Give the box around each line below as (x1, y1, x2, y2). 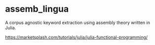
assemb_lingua (5, 3, 69, 15)
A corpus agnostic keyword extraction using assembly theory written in (5, 20, 151, 25)
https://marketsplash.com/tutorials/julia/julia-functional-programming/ (5, 34, 148, 40)
